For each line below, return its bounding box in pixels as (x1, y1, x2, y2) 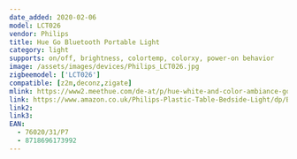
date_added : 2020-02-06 (9, 12, 97, 22)
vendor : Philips (9, 29, 69, 38)
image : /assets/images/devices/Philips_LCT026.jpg (9, 63, 200, 72)
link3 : (9, 111, 34, 120)
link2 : (9, 103, 34, 112)
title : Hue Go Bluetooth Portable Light (9, 37, 161, 47)
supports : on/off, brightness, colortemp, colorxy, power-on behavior (9, 54, 275, 63)
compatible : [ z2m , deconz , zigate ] (9, 79, 133, 87)
